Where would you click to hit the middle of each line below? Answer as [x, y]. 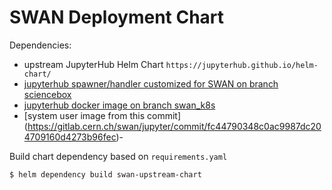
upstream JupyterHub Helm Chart [93, 64]
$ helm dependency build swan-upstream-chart [105, 174]
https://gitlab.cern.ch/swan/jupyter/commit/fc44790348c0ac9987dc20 [174, 126]
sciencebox [47, 94]
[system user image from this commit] [102, 115]
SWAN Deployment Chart [117, 17]
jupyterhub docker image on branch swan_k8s [119, 105]
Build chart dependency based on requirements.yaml [118, 156]
